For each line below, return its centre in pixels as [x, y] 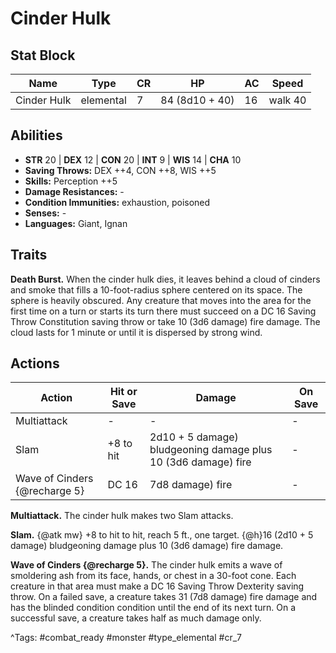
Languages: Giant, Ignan [76, 223]
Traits [29, 255]
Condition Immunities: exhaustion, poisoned [117, 202]
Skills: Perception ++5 [71, 181]
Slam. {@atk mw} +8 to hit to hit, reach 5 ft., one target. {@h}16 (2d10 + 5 [162, 535]
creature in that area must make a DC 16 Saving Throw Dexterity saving [157, 586]
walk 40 [287, 100]
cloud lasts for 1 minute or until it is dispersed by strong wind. [136, 332]
